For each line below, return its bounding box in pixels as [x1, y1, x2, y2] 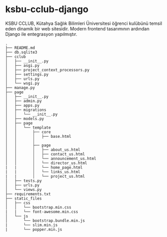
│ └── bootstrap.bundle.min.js [5, 218, 85, 223]
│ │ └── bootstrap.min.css [5, 205, 72, 210]
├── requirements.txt [5, 191, 51, 196]
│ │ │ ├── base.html [5, 134, 72, 139]
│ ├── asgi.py [5, 63, 40, 68]
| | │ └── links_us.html [5, 169, 81, 174]
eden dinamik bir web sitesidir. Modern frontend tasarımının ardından [5, 25, 150, 31]
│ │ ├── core [5, 129, 51, 135]
